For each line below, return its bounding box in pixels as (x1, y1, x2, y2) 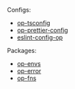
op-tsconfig (16, 19, 50, 26)
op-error (16, 67, 42, 75)
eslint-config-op (16, 33, 63, 41)
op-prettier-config (16, 26, 68, 34)
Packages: (7, 47, 37, 54)
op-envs (16, 60, 41, 67)
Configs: (7, 6, 31, 14)
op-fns (16, 74, 37, 82)
